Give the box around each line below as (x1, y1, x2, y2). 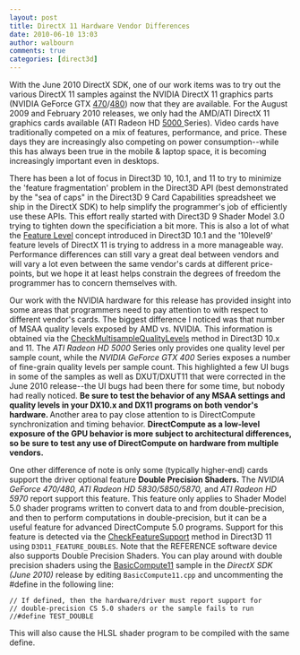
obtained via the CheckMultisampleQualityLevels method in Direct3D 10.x (9, 333, 280, 343)
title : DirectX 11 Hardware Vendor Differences (9, 22, 191, 30)
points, (9, 268, 35, 279)
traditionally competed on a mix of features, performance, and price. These (9, 127, 287, 137)
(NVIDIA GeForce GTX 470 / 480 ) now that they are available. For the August (9, 99, 288, 108)
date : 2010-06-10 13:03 (9, 30, 99, 39)
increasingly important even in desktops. (9, 156, 159, 166)
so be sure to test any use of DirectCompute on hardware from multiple (9, 438, 279, 448)
